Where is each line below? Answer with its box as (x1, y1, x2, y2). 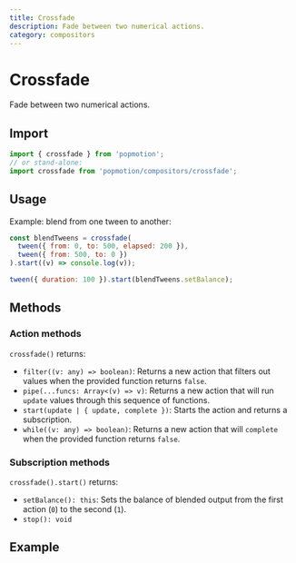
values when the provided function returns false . (22, 375, 207, 386)
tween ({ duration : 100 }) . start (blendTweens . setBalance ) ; (9, 275, 233, 284)
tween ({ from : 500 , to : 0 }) (17, 251, 128, 260)
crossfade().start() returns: (9, 476, 119, 487)
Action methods (9, 328, 82, 341)
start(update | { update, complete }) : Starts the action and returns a (22, 404, 288, 415)
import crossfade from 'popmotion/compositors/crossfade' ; (9, 166, 238, 175)
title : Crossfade (9, 13, 75, 23)
